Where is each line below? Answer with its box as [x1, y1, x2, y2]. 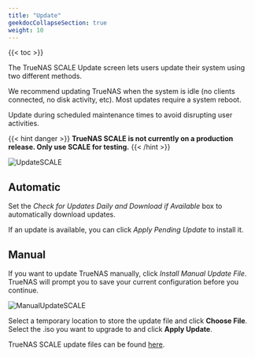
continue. [8, 285, 39, 295]
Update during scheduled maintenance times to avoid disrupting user [8, 110, 233, 120]
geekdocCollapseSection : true [8, 19, 108, 27]
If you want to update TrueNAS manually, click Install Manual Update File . [8, 269, 247, 278]
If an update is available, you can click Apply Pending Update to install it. [8, 225, 244, 235]
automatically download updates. [8, 210, 116, 219]
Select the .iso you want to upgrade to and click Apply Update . [8, 325, 213, 333]
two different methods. [8, 72, 83, 81]
